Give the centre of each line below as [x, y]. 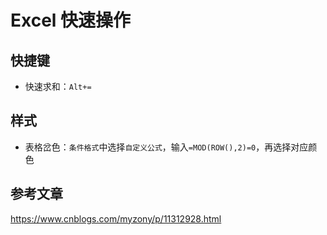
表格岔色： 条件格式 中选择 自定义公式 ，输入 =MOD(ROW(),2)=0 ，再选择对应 [166, 147]
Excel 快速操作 [71, 20]
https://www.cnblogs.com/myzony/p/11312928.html [116, 218]
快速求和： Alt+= [58, 86]
